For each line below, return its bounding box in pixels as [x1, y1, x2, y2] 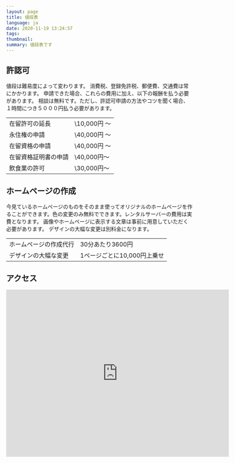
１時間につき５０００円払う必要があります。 [6, 105, 115, 112]
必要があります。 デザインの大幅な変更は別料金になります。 [6, 225, 153, 232]
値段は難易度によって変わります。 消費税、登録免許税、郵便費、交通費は [6, 82, 184, 89]
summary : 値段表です [6, 42, 52, 48]
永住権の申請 [9, 130, 46, 138]
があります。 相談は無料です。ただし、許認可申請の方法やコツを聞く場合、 [6, 97, 189, 104]
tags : [6, 31, 20, 37]
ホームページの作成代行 [9, 240, 75, 248]
